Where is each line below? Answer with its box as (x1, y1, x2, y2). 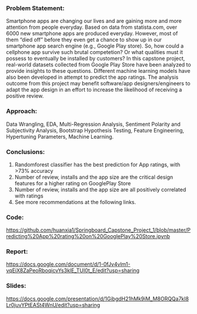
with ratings (14, 192, 44, 199)
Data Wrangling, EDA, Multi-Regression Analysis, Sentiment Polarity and (6, 121, 181, 128)
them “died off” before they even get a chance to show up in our (6, 36, 162, 44)
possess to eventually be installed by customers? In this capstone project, (6, 55, 185, 62)
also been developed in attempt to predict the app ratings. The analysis (6, 74, 179, 81)
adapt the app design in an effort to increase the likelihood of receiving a (6, 86, 182, 93)
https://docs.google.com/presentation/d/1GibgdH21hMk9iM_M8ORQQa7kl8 (6, 295, 189, 302)
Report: (6, 248, 28, 256)
